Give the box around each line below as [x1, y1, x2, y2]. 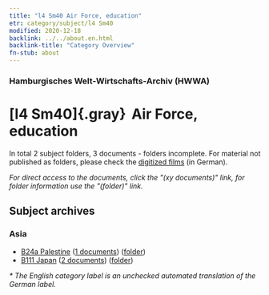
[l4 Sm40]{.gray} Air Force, [9, 105, 199, 123]
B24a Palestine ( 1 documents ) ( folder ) [20, 246, 147, 257]
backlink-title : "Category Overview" [9, 42, 135, 50]
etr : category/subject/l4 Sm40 [9, 19, 114, 27]
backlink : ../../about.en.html [9, 34, 114, 42]
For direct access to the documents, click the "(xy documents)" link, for [9, 172, 245, 182]
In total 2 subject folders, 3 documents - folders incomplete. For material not [9, 148, 261, 158]
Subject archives [9, 204, 95, 218]
